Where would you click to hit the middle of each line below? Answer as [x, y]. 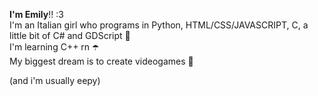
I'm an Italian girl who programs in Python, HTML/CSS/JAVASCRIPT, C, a [159, 25]
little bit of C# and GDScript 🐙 [70, 35]
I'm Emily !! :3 [36, 14]
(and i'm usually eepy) [55, 80]
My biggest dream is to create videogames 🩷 [101, 61]
